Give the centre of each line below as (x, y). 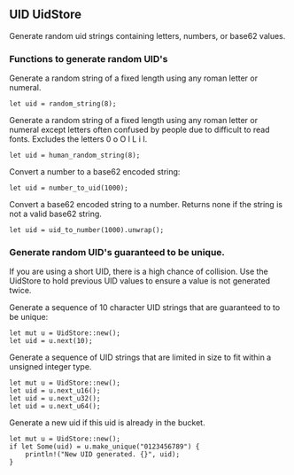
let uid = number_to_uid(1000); (69, 188)
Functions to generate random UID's (89, 58)
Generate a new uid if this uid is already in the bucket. (107, 423)
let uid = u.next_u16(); (55, 391)
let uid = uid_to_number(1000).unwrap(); (87, 230)
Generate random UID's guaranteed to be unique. (117, 253)
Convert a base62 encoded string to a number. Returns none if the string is (146, 205)
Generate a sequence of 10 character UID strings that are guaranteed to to (145, 308)
